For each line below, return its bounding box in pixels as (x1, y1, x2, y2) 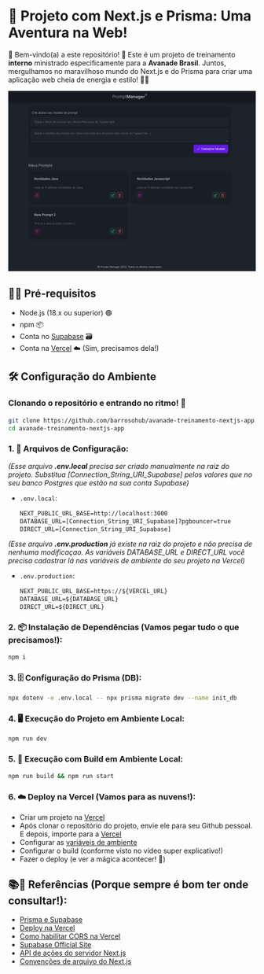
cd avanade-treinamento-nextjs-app (8, 425, 125, 433)
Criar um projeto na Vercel (19, 812, 105, 821)
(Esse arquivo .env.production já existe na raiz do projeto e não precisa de (8, 539, 253, 548)
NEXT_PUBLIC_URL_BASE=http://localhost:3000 (19, 509, 168, 518)
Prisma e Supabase (19, 915, 83, 924)
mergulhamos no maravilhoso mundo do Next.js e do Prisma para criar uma (8, 66, 253, 76)
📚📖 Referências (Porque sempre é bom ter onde (8, 878, 249, 891)
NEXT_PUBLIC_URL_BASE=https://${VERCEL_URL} (19, 587, 168, 595)
